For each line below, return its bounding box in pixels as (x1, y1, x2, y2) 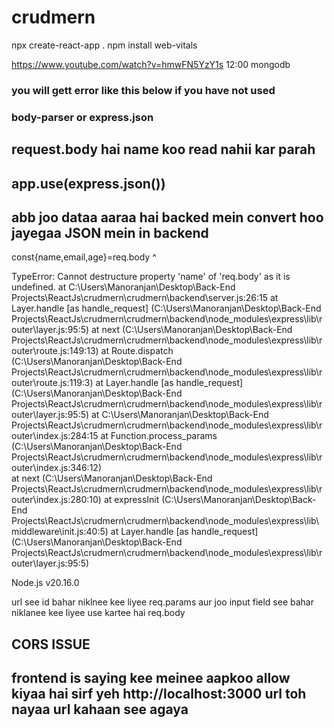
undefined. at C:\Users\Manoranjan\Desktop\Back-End (11, 281, 236, 293)
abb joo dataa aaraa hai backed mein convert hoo (11, 209, 324, 226)
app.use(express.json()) (11, 175, 166, 192)
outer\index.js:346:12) (11, 462, 102, 474)
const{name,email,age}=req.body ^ (11, 251, 157, 263)
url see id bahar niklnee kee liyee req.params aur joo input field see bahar (11, 596, 314, 608)
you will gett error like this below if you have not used (11, 83, 276, 97)
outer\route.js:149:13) (11, 345, 99, 357)
